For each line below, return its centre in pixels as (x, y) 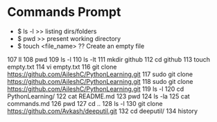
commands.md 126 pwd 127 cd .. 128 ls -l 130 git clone (85, 103)
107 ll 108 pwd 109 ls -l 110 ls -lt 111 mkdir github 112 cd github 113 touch (108, 59)
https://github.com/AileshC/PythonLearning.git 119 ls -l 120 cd (96, 89)
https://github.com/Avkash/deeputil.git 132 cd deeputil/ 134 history (103, 111)
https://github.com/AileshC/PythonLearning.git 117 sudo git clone (100, 74)
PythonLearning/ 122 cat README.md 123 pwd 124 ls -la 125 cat (99, 96)
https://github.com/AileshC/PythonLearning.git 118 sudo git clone (100, 81)
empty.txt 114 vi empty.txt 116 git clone (62, 67)
